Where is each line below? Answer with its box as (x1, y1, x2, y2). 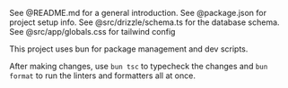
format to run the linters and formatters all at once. (9, 70, 196, 81)
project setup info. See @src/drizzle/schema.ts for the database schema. (9, 17, 280, 28)
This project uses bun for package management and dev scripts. (9, 44, 249, 54)
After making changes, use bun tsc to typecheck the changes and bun (9, 61, 268, 71)
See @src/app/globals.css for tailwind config (9, 27, 176, 36)
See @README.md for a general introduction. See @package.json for (9, 8, 267, 18)
